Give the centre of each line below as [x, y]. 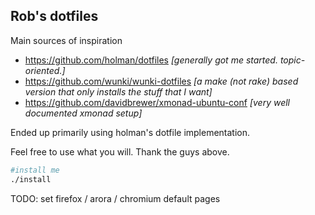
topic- [292, 60]
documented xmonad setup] [83, 113]
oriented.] [45, 70]
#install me [35, 170]
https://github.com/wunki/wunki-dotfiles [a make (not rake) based [161, 81]
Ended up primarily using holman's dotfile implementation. [130, 132]
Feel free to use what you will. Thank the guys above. [120, 151]
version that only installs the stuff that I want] [118, 91]
